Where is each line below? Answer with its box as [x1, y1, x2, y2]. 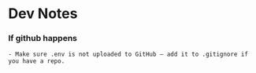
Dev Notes [8, 5, 78, 23]
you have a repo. [8, 57, 65, 65]
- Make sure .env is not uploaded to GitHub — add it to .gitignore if [8, 50, 248, 59]
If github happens [8, 33, 77, 44]
